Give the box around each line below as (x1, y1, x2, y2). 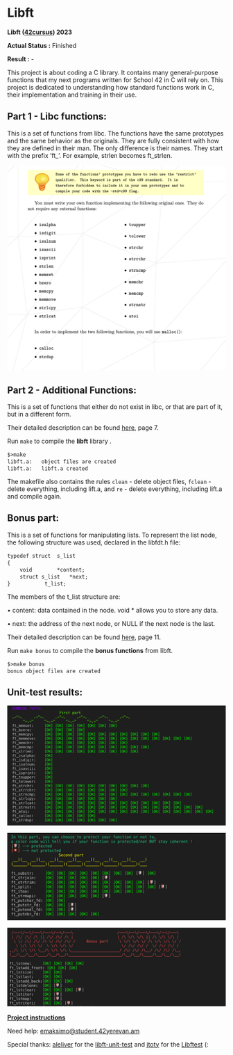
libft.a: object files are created (7, 458, 116, 465)
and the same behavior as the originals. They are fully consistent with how (7, 136, 220, 145)
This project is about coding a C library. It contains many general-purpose (7, 68, 218, 76)
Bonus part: (7, 513, 59, 524)
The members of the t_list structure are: (7, 593, 121, 601)
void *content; (19, 566, 85, 573)
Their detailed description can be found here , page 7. (7, 424, 159, 432)
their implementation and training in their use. (7, 90, 137, 99)
